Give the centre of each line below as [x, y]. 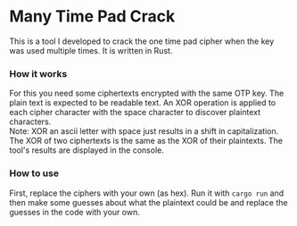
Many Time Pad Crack [92, 17]
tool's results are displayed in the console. [87, 150]
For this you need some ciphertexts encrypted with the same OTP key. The [147, 93]
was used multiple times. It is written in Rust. [91, 50]
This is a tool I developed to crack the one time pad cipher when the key [142, 41]
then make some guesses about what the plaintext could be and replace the [148, 202]
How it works [38, 73]
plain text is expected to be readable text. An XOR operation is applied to [143, 103]
